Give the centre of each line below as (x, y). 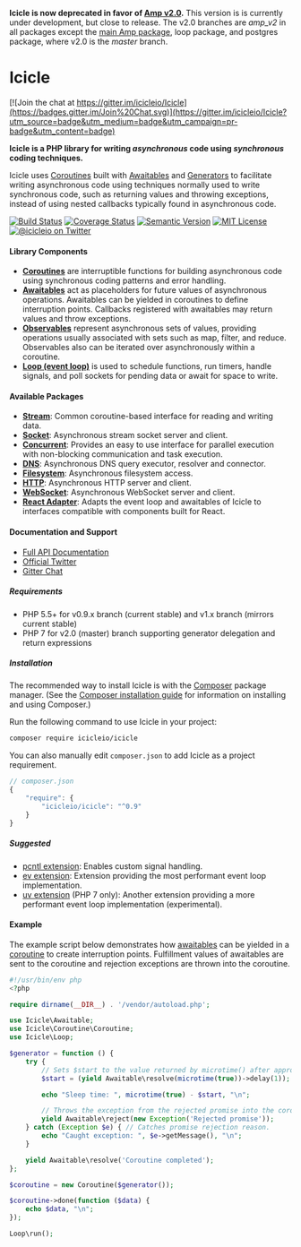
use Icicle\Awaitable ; (52, 1020)
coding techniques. (46, 158)
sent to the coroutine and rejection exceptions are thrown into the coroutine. (150, 963)
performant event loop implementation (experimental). (122, 904)
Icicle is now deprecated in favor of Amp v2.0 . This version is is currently (146, 13)
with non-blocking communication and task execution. (122, 454)
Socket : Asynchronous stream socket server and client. (125, 435)
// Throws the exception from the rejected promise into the (158, 1111)
